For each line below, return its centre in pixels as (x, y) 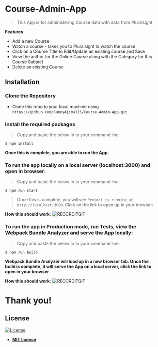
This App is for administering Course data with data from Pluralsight (85, 22)
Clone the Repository (31, 96)
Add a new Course (31, 41)
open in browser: (25, 171)
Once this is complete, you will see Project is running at (75, 200)
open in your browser (27, 271)
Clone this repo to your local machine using (55, 106)
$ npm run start (21, 191)
